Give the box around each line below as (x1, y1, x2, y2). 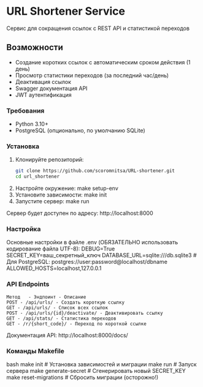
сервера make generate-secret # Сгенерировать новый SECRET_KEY (6, 367, 186, 374)
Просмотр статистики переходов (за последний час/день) (15, 72, 169, 79)
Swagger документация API (15, 85, 88, 92)
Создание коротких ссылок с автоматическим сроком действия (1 (15, 58, 191, 66)
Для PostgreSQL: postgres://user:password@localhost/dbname (6, 258, 167, 266)
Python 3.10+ (15, 121, 49, 128)
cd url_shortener (15, 173, 60, 180)
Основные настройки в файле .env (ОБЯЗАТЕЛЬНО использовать (6, 239, 178, 246)
